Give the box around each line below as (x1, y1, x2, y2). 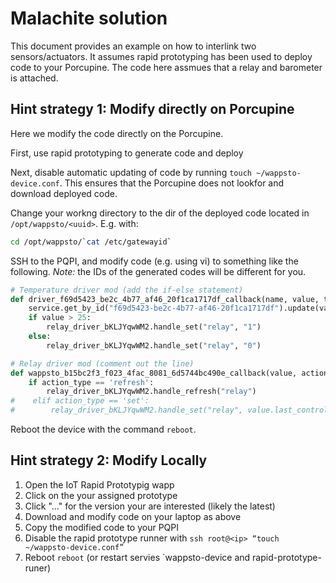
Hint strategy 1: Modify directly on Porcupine (10, 101, 295, 118)
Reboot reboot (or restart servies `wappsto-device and (24, 551, 251, 563)
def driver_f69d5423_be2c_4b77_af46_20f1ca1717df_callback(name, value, (10, 294, 320, 304)
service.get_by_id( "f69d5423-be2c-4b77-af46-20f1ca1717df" (28, 303, 280, 314)
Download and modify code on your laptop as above (24, 510, 242, 522)
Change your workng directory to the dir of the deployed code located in (10, 207, 310, 219)
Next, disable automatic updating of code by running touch (10, 166, 252, 178)
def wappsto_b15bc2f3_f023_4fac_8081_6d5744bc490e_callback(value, (10, 368, 298, 378)
